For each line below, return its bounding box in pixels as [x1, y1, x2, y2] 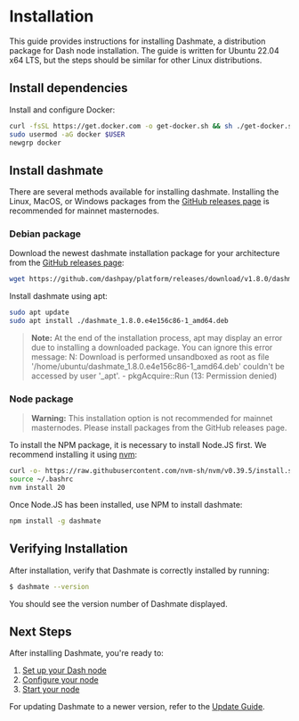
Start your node [21, 684, 80, 695]
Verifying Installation [9, 542, 128, 557]
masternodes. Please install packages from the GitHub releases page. [30, 422, 287, 434]
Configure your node [21, 675, 100, 685]
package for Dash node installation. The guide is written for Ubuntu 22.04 [9, 45, 279, 55]
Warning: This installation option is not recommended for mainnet [30, 413, 273, 424]
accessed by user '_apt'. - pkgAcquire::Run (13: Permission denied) [30, 370, 278, 381]
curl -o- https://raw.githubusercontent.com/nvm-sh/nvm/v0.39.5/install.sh [9, 467, 296, 476]
